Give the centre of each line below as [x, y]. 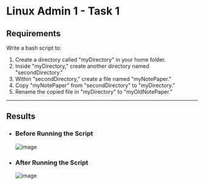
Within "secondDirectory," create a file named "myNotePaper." [93, 79]
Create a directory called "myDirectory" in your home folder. [90, 60]
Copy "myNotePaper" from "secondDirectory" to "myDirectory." [95, 85]
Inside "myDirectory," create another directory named [82, 66]
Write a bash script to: [34, 48]
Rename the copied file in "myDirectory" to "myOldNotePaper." [94, 92]
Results [21, 116]
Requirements [33, 34]
